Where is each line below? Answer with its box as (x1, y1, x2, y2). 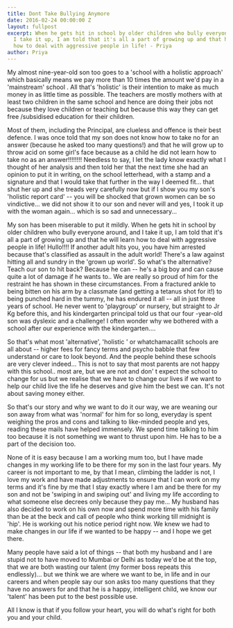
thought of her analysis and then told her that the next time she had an (7, 163, 209, 171)
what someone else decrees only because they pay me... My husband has (7, 497, 220, 506)
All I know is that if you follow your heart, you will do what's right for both (7, 606, 216, 614)
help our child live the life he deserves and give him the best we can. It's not (7, 382, 225, 390)
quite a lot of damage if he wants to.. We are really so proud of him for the (7, 272, 218, 280)
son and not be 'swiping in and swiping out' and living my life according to (7, 490, 220, 498)
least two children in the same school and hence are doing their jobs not (7, 97, 214, 106)
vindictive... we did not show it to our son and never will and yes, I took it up (7, 200, 224, 208)
